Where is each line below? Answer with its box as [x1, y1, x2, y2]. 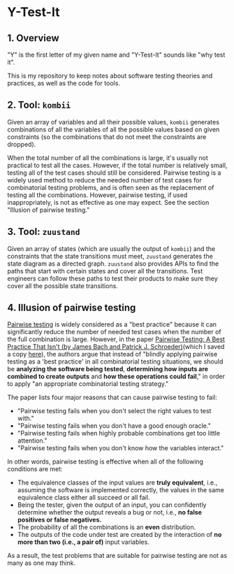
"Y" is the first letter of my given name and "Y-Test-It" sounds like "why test [7, 50, 226, 59]
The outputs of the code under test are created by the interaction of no [17, 531, 222, 539]
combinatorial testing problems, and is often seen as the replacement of [7, 183, 214, 192]
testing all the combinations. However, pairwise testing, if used [7, 190, 188, 199]
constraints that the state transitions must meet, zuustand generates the [7, 252, 213, 260]
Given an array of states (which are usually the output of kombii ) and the [7, 244, 215, 252]
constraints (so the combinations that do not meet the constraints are [7, 132, 207, 141]
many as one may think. [7, 559, 75, 567]
